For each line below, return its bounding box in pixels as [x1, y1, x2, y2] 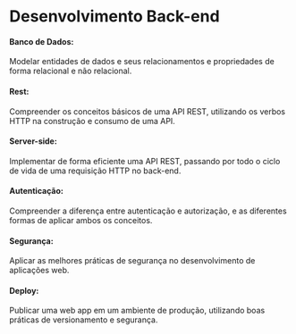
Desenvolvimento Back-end [9, 6, 221, 27]
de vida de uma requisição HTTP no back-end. [9, 165, 182, 176]
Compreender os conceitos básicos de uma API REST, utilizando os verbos [9, 105, 286, 117]
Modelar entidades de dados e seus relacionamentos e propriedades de [9, 56, 275, 67]
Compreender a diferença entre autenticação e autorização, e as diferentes [9, 205, 288, 216]
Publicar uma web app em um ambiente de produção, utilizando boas [9, 305, 266, 316]
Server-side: [9, 136, 58, 146]
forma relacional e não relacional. [9, 65, 132, 77]
